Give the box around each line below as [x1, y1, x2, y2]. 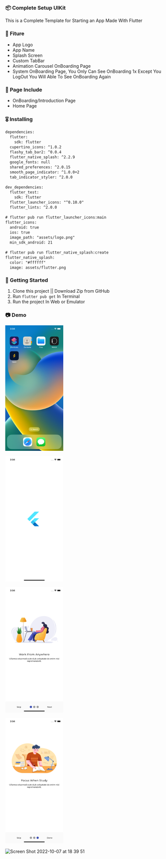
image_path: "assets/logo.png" [10, 235, 75, 240]
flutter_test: [10, 190, 39, 195]
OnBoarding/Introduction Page [12, 97, 76, 103]
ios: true [10, 230, 30, 235]
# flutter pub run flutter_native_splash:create [5, 250, 109, 255]
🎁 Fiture [5, 30, 25, 37]
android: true [10, 225, 39, 230]
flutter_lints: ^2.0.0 [10, 205, 57, 210]
